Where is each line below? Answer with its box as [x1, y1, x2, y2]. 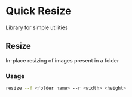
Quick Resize [5, 4, 72, 18]
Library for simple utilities [5, 24, 68, 31]
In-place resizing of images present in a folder [5, 57, 119, 64]
